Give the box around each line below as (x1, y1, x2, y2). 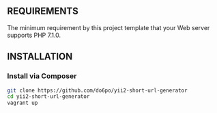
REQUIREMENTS (7, 5, 78, 17)
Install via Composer (7, 71, 77, 81)
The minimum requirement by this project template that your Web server (7, 23, 210, 32)
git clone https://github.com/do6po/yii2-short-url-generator (7, 87, 188, 94)
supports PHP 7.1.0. (7, 31, 61, 39)
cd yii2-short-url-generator (7, 93, 90, 100)
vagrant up (7, 99, 38, 107)
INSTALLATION (7, 51, 73, 62)
